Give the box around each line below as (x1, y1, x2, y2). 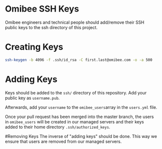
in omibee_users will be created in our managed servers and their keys (5, 119, 144, 124)
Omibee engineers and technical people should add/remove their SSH (5, 19, 145, 25)
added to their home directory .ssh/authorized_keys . (5, 124, 110, 130)
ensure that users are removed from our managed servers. (5, 138, 122, 144)
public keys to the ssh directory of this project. (5, 24, 98, 30)
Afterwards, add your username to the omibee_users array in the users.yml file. (5, 104, 158, 110)
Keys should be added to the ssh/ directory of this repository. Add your (5, 89, 147, 95)
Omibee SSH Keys (5, 3, 79, 15)
